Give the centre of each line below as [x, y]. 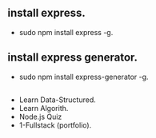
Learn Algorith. [44, 108]
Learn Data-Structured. [58, 100]
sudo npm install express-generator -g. [84, 77]
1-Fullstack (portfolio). [55, 125]
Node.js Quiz [40, 117]
